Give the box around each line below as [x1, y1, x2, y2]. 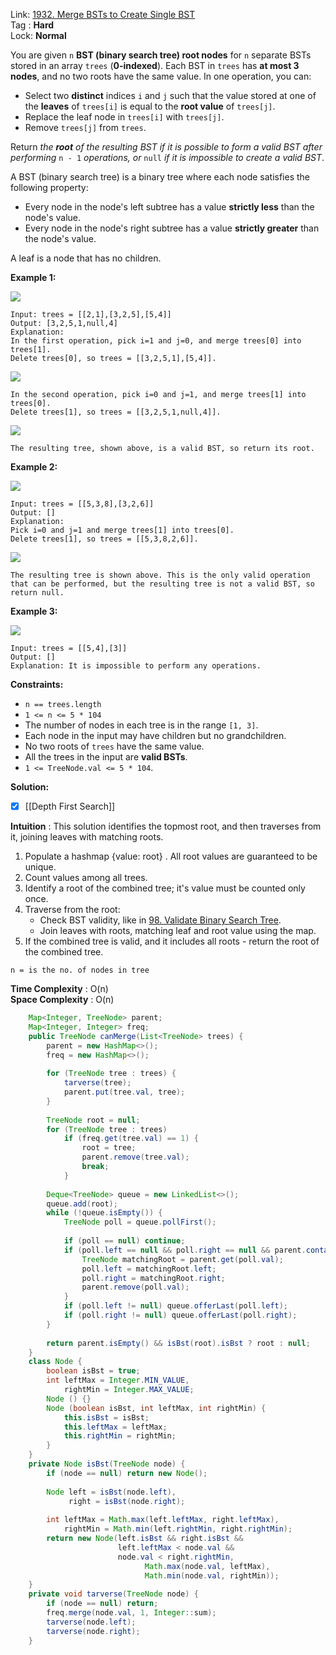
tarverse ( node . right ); [46, 1626, 141, 1636]
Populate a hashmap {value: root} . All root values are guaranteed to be [24, 850, 318, 863]
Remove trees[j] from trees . [24, 122, 147, 133]
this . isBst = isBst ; [63, 1412, 150, 1423]
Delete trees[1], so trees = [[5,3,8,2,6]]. [10, 534, 199, 544]
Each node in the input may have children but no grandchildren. [24, 730, 287, 741]
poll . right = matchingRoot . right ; [81, 1273, 226, 1283]
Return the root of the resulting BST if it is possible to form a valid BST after [10, 141, 323, 153]
